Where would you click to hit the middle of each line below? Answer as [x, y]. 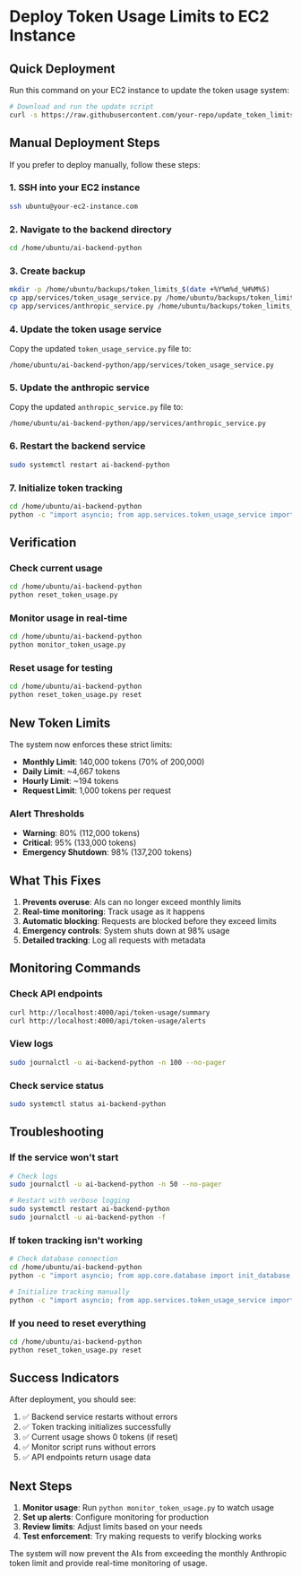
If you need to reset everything [77, 1323]
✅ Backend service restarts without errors [100, 1417]
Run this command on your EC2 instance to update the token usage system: [149, 90]
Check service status [57, 1085]
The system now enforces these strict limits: [91, 744]
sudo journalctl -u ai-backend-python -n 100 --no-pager [118, 1062]
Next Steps [41, 1486]
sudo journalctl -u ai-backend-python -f [88, 1217]
